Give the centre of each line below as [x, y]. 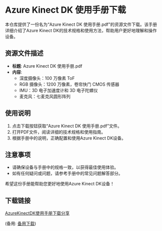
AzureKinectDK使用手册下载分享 [37, 213]
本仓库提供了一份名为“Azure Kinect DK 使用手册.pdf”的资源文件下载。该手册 [81, 24]
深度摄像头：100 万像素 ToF [47, 78]
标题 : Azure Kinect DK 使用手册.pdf [47, 66]
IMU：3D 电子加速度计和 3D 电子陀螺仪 [58, 90]
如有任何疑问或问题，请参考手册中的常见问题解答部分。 [67, 174]
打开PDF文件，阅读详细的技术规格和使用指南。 [59, 132]
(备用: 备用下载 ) [21, 224]
